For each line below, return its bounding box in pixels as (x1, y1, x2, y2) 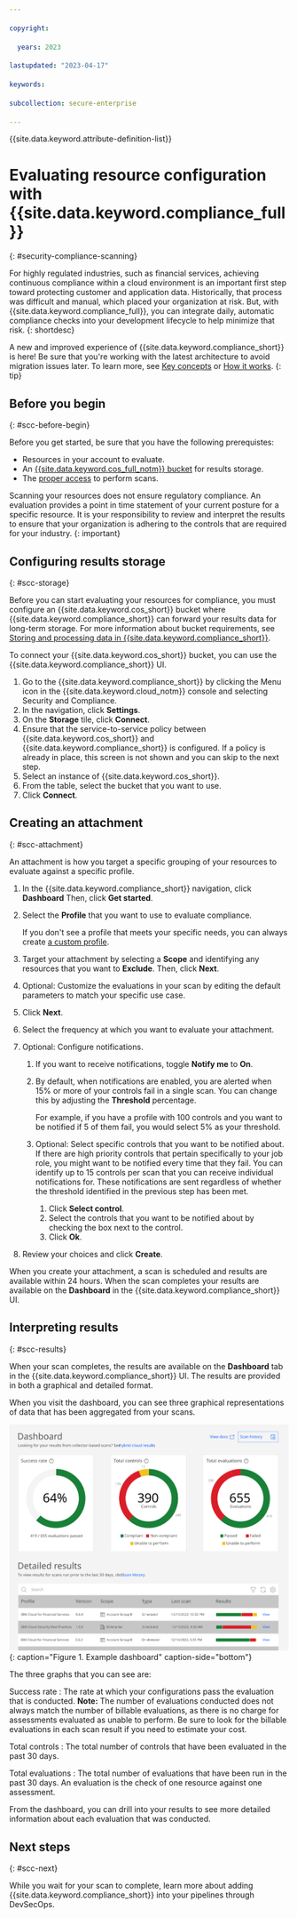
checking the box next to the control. (48, 1222, 184, 1232)
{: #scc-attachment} (9, 839, 84, 849)
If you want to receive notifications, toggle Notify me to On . (35, 1058, 254, 1069)
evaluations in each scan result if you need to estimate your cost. (9, 1724, 247, 1735)
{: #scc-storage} (9, 577, 70, 588)
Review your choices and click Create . (21, 1248, 163, 1259)
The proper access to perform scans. (21, 473, 159, 484)
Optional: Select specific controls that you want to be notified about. (35, 1138, 285, 1149)
